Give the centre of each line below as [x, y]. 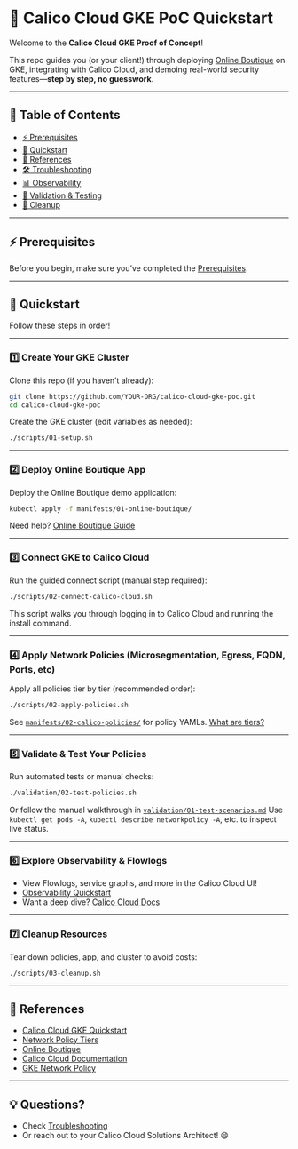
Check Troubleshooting [65, 1126]
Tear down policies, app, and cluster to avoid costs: [103, 957]
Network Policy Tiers [60, 1040]
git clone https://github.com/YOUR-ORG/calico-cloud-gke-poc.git [132, 396]
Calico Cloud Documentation [74, 1059]
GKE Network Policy [59, 1068]
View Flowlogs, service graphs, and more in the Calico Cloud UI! [139, 883]
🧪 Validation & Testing [62, 195]
